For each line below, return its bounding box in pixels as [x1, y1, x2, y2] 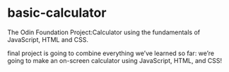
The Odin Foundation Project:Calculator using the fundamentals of [7, 28, 201, 36]
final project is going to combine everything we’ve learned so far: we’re [7, 49, 214, 57]
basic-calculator [7, 5, 107, 21]
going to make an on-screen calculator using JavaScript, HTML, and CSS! [7, 56, 223, 64]
